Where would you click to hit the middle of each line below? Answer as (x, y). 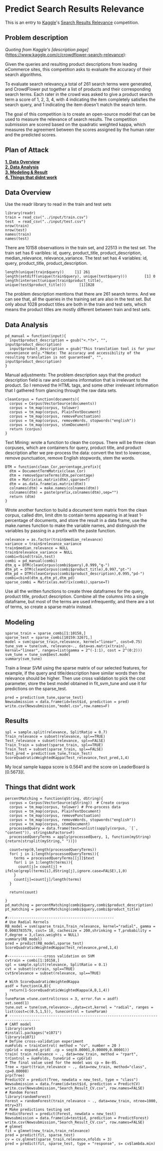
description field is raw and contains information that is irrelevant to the (77, 380)
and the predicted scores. (31, 134)
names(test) (17, 239)
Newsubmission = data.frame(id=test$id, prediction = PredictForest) (77, 1118)
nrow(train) (17, 226)
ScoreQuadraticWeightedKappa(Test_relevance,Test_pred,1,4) (67, 758)
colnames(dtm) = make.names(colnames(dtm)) (54, 488)
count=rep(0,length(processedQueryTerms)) (53, 850)
